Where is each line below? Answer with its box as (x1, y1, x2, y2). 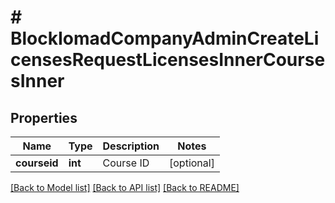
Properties (10, 109, 78, 126)
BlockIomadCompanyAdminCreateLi (10, 27, 320, 50)
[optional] (169, 156, 215, 170)
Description (102, 139, 160, 153)
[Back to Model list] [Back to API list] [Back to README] (10, 182, 240, 193)
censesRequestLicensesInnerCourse (10, 49, 326, 71)
